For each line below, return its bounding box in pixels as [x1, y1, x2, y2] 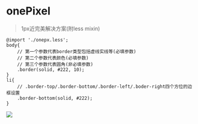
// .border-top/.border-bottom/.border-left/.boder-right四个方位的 [17, 83, 188, 90]
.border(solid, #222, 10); [17, 66, 85, 73]
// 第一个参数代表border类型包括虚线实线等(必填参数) [17, 48, 137, 55]
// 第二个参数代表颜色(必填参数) [17, 55, 89, 61]
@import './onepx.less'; [6, 37, 69, 43]
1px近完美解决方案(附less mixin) [20, 25, 101, 32]
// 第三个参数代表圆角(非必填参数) [17, 61, 93, 67]
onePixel [6, 4, 51, 18]
